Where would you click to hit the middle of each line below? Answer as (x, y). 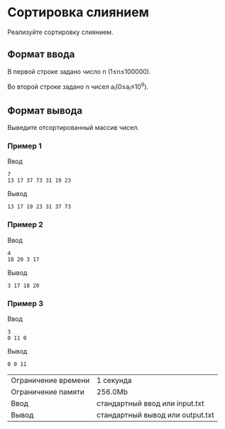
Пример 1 (24, 146)
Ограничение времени (50, 380)
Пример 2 (26, 224)
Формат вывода (45, 110)
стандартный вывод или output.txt (155, 415)
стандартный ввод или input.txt (150, 403)
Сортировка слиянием (78, 12)
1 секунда (115, 380)
